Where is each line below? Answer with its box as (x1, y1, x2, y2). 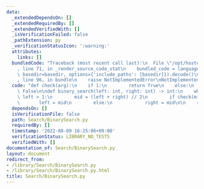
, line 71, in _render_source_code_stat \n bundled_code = (17, 65, 175, 72)
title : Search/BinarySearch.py (6, 173, 86, 180)
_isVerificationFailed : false (12, 32, 88, 38)
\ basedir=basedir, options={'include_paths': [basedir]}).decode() (17, 71, 194, 77)
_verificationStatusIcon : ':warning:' (12, 43, 110, 49)
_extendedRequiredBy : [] (12, 20, 75, 26)
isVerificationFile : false (12, 111, 80, 117)
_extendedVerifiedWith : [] (12, 26, 80, 32)
